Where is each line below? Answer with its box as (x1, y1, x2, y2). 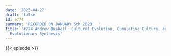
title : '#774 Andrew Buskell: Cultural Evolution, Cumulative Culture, (5, 26, 160, 32)
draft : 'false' (5, 12, 38, 17)
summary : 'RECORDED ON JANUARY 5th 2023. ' (5, 21, 101, 27)
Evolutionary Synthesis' (10, 31, 63, 36)
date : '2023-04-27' (5, 7, 47, 13)
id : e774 (5, 17, 24, 22)
